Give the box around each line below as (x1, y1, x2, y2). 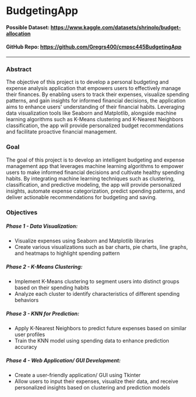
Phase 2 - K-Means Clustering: (6, 263, 83, 271)
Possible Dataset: (6, 23, 50, 30)
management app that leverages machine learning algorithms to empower (6, 162, 184, 169)
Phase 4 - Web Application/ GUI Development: (6, 357, 121, 364)
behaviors (14, 297, 39, 304)
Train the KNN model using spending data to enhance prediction (14, 337, 169, 344)
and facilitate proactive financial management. (6, 128, 118, 135)
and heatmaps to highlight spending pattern (14, 250, 120, 257)
